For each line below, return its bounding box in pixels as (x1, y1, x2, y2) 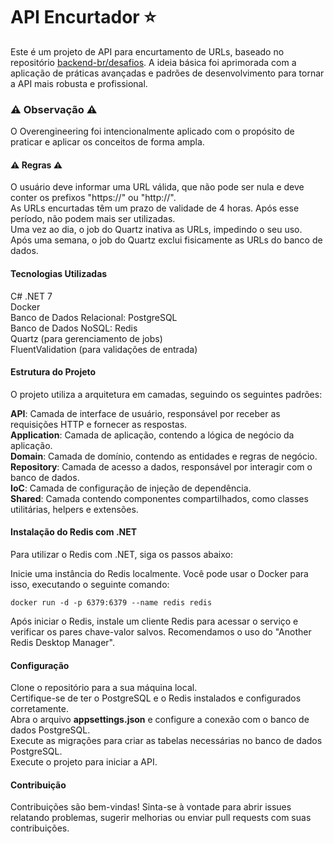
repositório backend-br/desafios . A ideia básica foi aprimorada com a (10, 56, 297, 68)
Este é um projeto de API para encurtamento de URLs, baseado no (10, 45, 285, 58)
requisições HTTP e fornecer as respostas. (10, 418, 188, 430)
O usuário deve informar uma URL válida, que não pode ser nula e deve (10, 181, 305, 193)
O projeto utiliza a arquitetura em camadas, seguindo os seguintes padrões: (10, 388, 323, 400)
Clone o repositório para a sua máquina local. (10, 682, 198, 694)
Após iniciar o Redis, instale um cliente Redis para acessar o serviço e (10, 615, 299, 628)
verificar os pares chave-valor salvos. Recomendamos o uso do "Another (10, 626, 312, 638)
